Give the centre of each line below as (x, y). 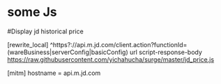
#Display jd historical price (45, 31)
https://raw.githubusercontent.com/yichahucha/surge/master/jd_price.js (111, 59)
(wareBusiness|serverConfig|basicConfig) (68, 52)
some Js (32, 12)
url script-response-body (166, 52)
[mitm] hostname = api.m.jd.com (54, 73)
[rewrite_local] (28, 44)
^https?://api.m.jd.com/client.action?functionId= (119, 44)
